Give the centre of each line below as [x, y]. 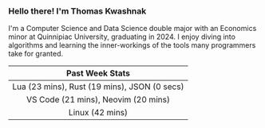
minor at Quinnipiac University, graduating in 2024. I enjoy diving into [122, 37]
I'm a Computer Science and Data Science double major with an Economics [132, 29]
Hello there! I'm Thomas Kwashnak [77, 11]
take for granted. [36, 54]
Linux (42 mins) [98, 113]
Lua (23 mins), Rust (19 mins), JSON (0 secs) [98, 87]
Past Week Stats [98, 73]
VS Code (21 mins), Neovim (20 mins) [98, 99]
